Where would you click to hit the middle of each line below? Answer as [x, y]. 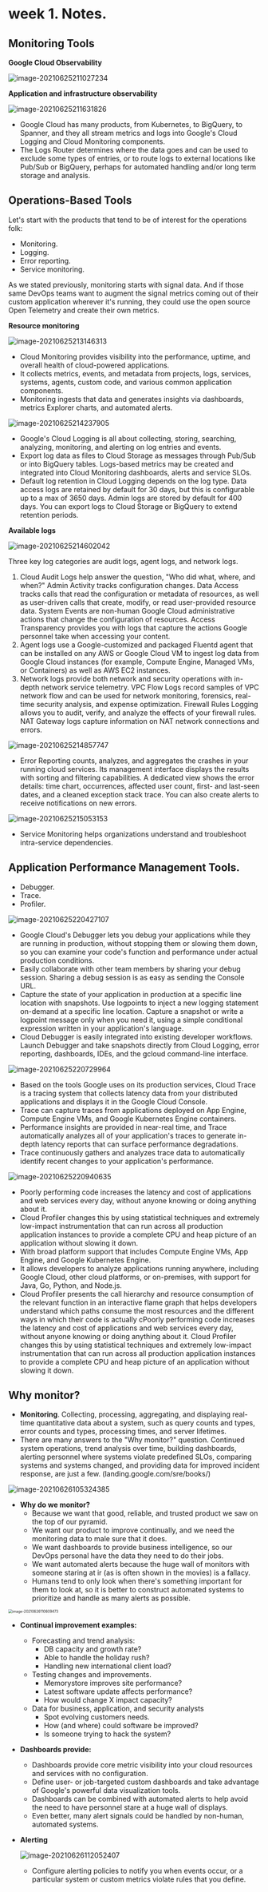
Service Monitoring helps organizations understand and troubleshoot [133, 834]
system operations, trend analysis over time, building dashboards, [128, 1449]
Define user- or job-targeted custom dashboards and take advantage [145, 1782]
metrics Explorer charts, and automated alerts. [96, 407]
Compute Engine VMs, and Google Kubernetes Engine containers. [128, 1119]
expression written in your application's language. [102, 1028]
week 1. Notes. [58, 14]
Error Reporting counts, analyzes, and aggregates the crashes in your [134, 761]
